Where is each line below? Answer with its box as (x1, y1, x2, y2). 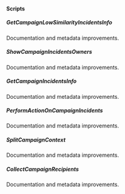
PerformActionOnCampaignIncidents (6, 107, 103, 114)
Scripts (6, 5, 25, 12)
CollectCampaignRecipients (6, 165, 79, 173)
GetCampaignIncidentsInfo (6, 77, 77, 85)
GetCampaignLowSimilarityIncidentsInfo (6, 19, 112, 26)
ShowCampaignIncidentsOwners (6, 48, 92, 56)
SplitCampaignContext (6, 136, 66, 143)
